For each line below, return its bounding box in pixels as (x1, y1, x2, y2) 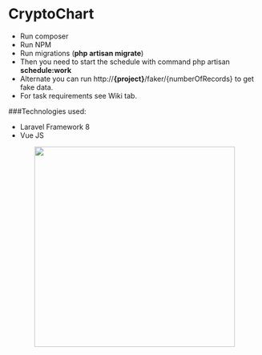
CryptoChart (8, 5, 95, 23)
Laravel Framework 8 (19, 122, 91, 131)
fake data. (19, 82, 54, 92)
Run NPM (19, 39, 52, 49)
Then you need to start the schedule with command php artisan (19, 57, 231, 67)
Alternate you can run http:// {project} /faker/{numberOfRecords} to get (19, 74, 255, 83)
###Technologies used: (8, 106, 87, 116)
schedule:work (19, 65, 72, 75)
